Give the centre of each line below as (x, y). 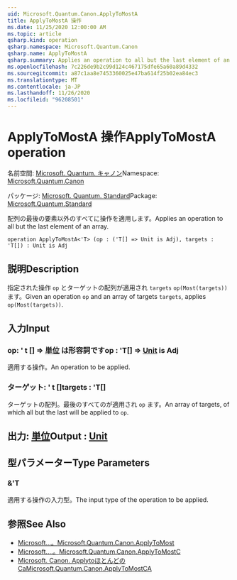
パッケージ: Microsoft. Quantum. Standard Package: (82, 195)
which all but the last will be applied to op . (68, 412)
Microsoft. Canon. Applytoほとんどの (72, 560)
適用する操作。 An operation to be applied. (69, 367)
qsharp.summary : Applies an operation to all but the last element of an (119, 60)
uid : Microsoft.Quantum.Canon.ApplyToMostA (73, 14)
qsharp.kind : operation (43, 40)
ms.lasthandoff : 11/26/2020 (49, 93)
